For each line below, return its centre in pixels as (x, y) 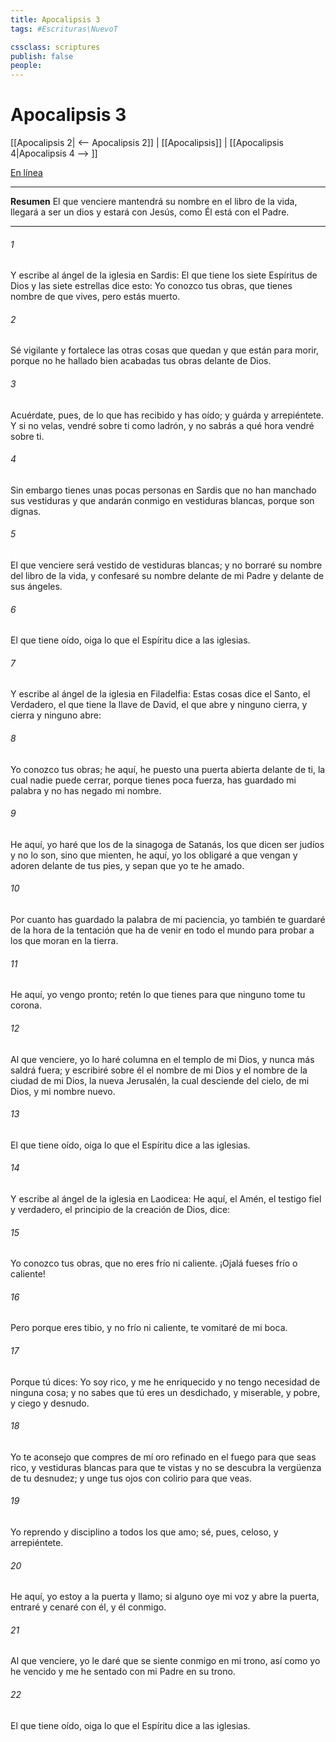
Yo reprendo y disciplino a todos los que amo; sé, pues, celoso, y (144, 1532)
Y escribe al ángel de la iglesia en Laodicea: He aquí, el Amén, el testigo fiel (166, 1198)
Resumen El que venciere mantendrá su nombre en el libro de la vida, (154, 202)
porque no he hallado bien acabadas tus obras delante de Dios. (141, 361)
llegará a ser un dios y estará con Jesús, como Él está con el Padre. (150, 212)
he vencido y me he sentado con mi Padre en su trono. (123, 1672)
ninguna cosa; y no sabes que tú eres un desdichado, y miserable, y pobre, (165, 1392)
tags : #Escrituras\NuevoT (64, 29)
